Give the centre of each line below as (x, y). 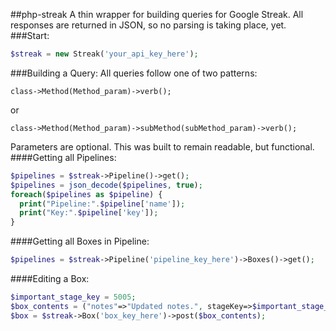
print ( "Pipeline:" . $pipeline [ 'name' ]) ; (102, 204)
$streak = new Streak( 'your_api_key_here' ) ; (104, 54)
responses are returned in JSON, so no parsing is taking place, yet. (148, 25)
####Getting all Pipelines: (63, 157)
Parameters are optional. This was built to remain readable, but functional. (162, 146)
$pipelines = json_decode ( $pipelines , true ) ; (106, 185)
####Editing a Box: (50, 278)
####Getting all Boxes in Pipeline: (80, 241)
